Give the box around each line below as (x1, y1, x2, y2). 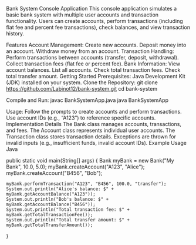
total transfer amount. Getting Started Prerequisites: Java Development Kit (6, 73, 186, 80)
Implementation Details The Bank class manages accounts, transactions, (6, 121, 182, 127)
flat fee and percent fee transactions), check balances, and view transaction (6, 24, 191, 31)
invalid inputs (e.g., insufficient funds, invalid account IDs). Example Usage (6, 140, 187, 146)
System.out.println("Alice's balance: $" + (6, 186, 114, 192)
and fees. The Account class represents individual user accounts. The (6, 127, 175, 134)
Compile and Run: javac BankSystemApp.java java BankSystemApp (6, 97, 169, 104)
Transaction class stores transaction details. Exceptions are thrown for (6, 133, 176, 140)
